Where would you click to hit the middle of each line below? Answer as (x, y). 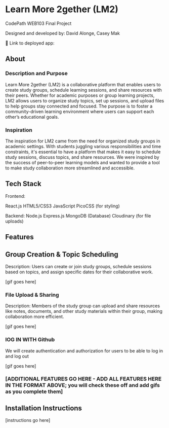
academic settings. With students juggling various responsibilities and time (83, 146)
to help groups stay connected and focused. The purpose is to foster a (79, 106)
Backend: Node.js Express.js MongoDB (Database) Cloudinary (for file (78, 216)
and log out (17, 356)
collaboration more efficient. (35, 317)
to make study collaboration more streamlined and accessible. (70, 168)
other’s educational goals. (32, 117)
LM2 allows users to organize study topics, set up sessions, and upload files (85, 100)
